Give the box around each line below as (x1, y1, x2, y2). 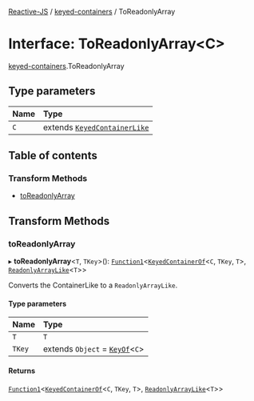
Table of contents (8, 149, 97, 162)
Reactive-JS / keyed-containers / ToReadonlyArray (8, 7, 176, 16)
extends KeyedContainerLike (42, 122, 149, 133)
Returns (8, 366, 36, 375)
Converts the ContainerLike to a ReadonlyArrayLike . (8, 280, 178, 291)
